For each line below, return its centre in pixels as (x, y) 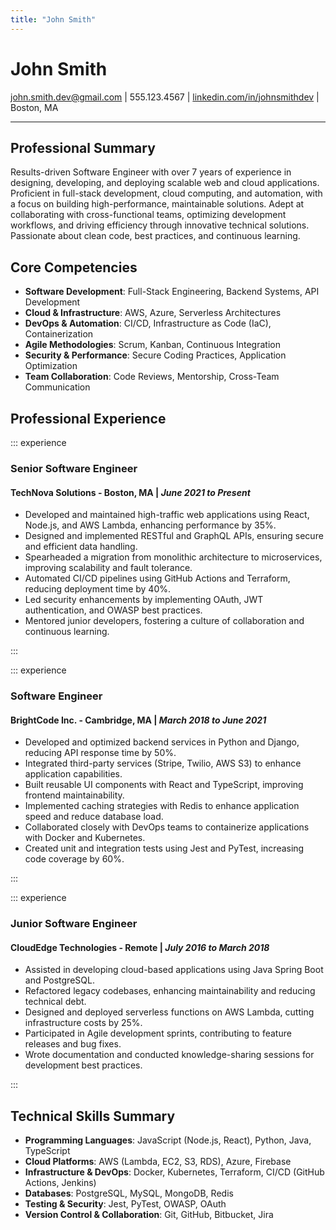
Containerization (59, 334)
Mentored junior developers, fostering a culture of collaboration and (164, 621)
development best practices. (83, 1065)
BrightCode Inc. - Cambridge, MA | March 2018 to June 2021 (138, 720)
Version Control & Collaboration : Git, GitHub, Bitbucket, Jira (149, 1215)
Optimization (51, 366)
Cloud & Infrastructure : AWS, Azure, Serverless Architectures (153, 313)
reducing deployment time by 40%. (98, 589)
